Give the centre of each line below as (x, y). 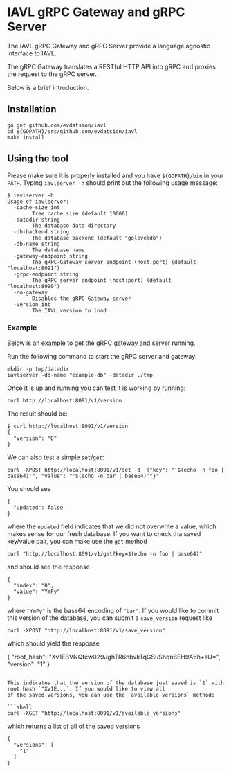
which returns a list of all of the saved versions (74, 726)
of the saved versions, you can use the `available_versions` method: (111, 695)
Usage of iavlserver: (38, 202)
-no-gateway (31, 292)
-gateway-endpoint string (51, 256)
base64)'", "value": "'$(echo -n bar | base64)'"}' (83, 476)
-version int (32, 304)
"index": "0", (34, 585)
